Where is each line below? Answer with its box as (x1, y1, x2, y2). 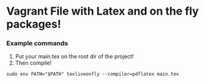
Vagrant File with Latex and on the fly (6, 4, 199, 18)
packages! (6, 17, 61, 31)
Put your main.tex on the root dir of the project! (15, 53, 134, 60)
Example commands (6, 39, 69, 48)
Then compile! (15, 59, 52, 67)
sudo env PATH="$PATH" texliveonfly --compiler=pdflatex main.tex (6, 71, 179, 78)
